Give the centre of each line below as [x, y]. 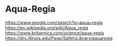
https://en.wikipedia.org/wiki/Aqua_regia [47, 27]
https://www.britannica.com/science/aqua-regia [55, 33]
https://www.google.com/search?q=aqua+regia [54, 23]
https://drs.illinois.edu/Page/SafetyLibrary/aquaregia [59, 38]
